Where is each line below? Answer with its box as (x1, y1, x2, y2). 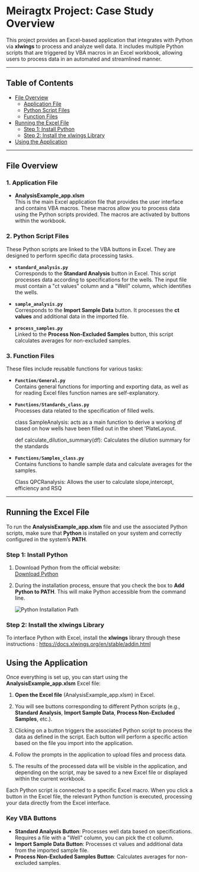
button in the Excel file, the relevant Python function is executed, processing (6, 793, 192, 800)
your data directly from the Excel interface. (6, 800, 111, 807)
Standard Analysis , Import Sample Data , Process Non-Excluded (14, 709, 175, 716)
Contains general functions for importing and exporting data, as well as (14, 383, 188, 390)
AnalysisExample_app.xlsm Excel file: (6, 680, 101, 687)
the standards (14, 443, 49, 450)
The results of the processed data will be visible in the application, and (14, 763, 188, 770)
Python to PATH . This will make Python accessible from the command (14, 588, 187, 595)
